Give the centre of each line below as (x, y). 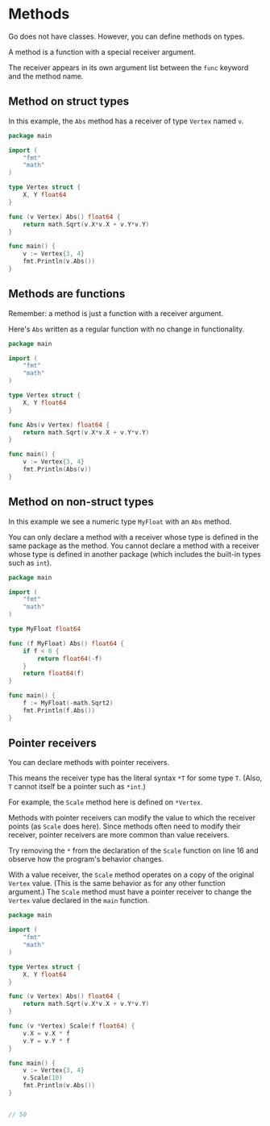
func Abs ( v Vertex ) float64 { (59, 425)
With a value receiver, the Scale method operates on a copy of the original (131, 875)
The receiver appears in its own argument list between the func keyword (129, 67)
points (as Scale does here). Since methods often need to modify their (125, 826)
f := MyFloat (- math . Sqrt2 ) (68, 703)
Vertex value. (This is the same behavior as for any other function (117, 883)
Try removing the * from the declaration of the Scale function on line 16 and (133, 850)
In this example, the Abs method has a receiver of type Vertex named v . (126, 121)
